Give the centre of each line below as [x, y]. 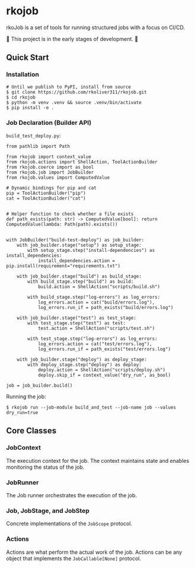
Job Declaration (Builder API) [49, 122]
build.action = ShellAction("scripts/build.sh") [99, 286]
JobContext [24, 448]
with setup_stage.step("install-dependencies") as [91, 250]
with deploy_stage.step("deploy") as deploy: [85, 365]
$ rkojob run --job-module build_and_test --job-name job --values [91, 407]
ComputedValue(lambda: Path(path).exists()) [62, 224]
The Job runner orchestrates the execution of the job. [72, 495]
